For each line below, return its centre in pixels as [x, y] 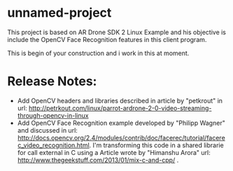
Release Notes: [52, 81]
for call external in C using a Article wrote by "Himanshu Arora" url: [114, 152]
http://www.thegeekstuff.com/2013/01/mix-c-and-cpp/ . [98, 160]
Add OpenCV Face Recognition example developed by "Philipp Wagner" [121, 123]
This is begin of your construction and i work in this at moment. [98, 53]
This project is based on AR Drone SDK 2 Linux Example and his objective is [116, 32]
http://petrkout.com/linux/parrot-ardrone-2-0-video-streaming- [120, 108]
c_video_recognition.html [53, 145]
